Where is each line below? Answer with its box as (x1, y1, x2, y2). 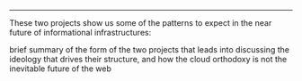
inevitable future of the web (9, 63, 112, 74)
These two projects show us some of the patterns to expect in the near (9, 18, 272, 28)
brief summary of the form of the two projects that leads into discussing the (9, 45, 290, 54)
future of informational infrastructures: (9, 28, 152, 37)
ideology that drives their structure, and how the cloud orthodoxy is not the (9, 54, 288, 64)
